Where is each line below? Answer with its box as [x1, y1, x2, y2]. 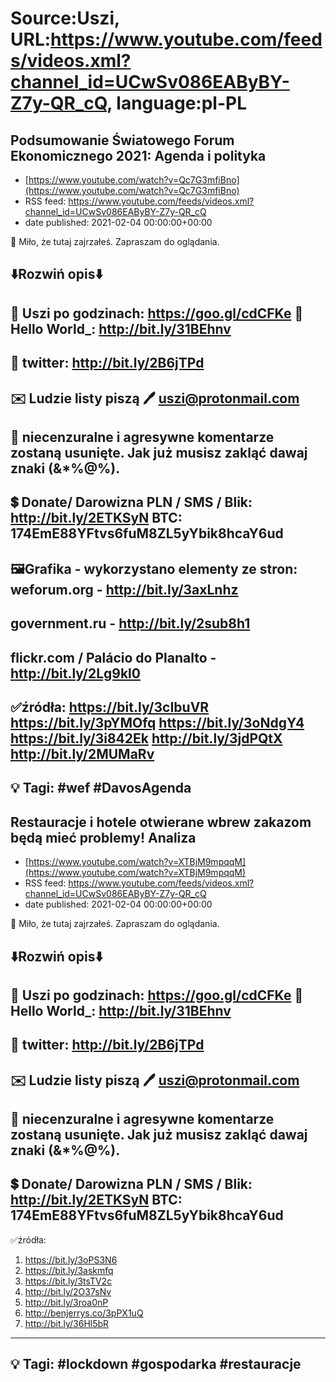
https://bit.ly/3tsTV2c [24, 1275, 113, 1287]
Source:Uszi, [10, 7, 120, 30]
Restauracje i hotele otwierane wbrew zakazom [10, 813, 312, 831]
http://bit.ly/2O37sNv [24, 1285, 112, 1297]
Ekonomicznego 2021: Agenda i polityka [10, 147, 267, 164]
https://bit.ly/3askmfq [24, 1264, 114, 1276]
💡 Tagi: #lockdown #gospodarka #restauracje [10, 1356, 302, 1373]
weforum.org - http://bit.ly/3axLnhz [10, 581, 239, 598]
